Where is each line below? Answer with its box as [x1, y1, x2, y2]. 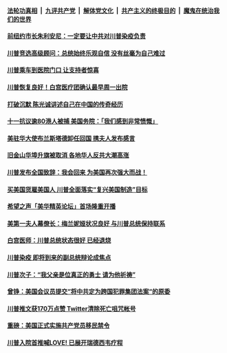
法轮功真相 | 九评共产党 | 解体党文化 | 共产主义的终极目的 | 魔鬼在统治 [7, 6, 214, 14]
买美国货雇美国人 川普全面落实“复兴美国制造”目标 [7, 185, 148, 193]
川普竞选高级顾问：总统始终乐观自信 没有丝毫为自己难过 [7, 49, 166, 57]
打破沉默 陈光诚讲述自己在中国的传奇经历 [7, 100, 124, 108]
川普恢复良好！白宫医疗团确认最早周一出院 [7, 83, 128, 91]
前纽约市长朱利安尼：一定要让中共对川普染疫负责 [7, 32, 146, 41]
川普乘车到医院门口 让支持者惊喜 [7, 66, 100, 74]
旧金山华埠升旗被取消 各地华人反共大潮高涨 [7, 151, 129, 160]
